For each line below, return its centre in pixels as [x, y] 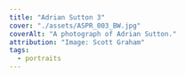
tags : [19, 50]
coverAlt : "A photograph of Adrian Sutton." [93, 34]
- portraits [40, 58]
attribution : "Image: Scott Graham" [77, 42]
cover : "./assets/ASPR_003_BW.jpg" [75, 26]
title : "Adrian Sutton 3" [57, 17]
